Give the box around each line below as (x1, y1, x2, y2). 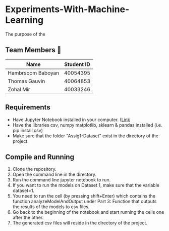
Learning (5, 14, 44, 26)
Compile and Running (5, 152, 75, 161)
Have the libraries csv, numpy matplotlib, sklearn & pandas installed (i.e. (12, 122, 162, 128)
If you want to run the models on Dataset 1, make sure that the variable (12, 182, 160, 188)
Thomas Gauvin (8, 78, 45, 85)
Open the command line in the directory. (12, 171, 97, 178)
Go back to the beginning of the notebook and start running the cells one (12, 209, 164, 215)
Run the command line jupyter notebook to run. (12, 177, 111, 183)
